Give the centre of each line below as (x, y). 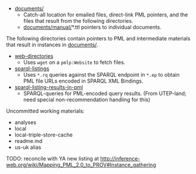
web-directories (34, 56)
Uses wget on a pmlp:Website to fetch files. (74, 62)
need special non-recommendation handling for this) (87, 100)
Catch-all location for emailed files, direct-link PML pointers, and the (106, 15)
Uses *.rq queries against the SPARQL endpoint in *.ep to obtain (101, 75)
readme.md (28, 141)
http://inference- (120, 158)
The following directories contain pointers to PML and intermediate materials (98, 38)
